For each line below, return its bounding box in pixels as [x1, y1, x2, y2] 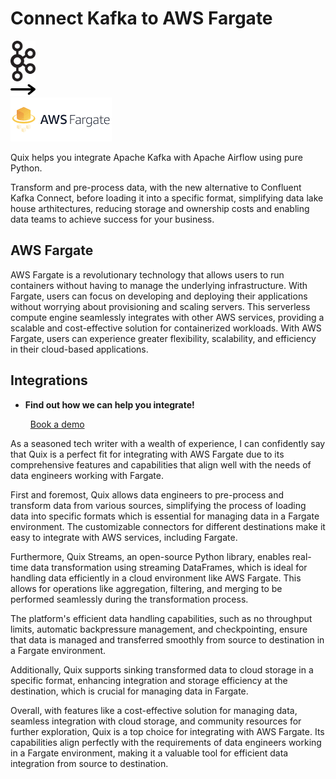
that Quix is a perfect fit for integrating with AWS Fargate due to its [10, 448, 285, 460]
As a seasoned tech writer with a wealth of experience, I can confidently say [10, 437, 326, 449]
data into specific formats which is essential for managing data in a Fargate [10, 510, 320, 522]
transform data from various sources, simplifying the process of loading [10, 499, 307, 511]
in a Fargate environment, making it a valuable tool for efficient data [10, 747, 289, 759]
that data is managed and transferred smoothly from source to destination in [10, 633, 325, 646]
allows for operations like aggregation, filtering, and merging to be [10, 582, 283, 594]
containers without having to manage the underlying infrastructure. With [10, 279, 308, 291]
